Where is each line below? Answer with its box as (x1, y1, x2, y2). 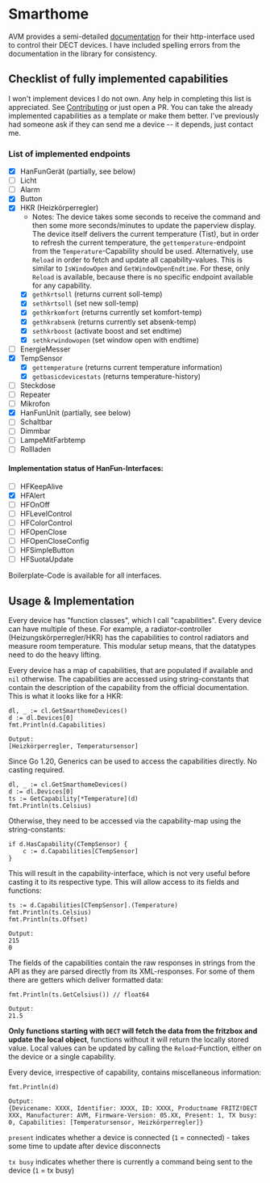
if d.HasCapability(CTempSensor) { (8, 840, 128, 848)
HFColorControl (19, 518, 73, 528)
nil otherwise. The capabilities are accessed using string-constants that (8, 674, 250, 684)
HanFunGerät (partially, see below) (19, 166, 136, 176)
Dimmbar (19, 426, 51, 436)
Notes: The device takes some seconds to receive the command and (31, 212, 260, 222)
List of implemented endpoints (8, 148, 131, 159)
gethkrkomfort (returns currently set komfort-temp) (31, 308, 202, 318)
